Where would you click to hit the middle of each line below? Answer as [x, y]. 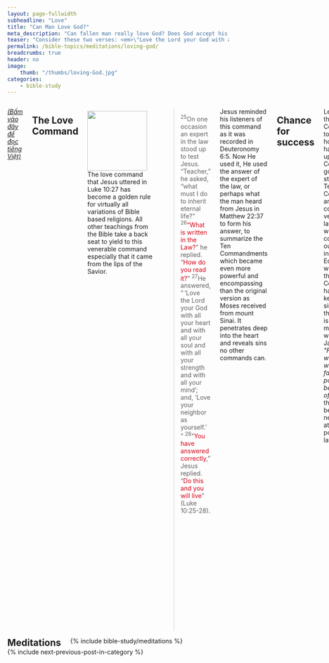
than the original [243, 291]
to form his [236, 224]
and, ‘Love [195, 398]
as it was [233, 134]
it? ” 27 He [193, 277]
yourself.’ [194, 427]
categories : [25, 79]
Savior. [97, 272]
